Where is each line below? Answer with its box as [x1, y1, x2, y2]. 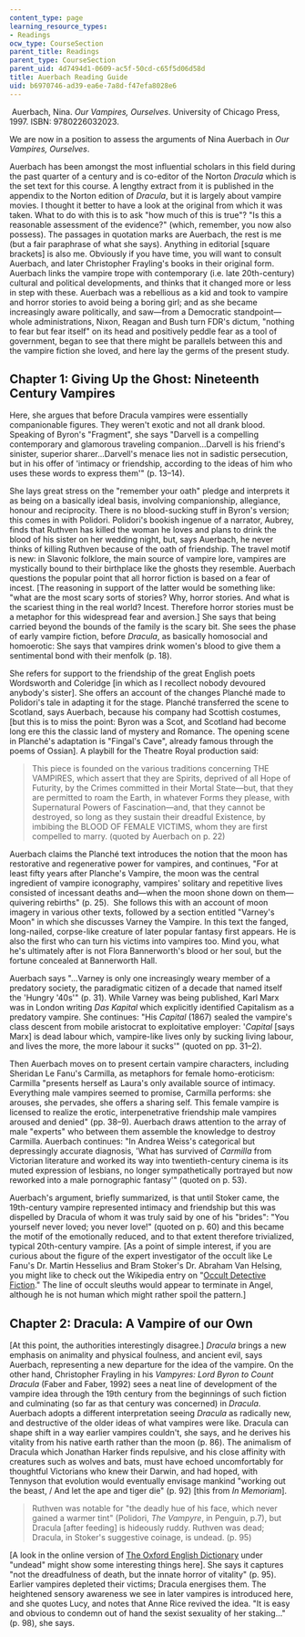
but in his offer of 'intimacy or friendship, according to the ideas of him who [9, 458, 293, 470]
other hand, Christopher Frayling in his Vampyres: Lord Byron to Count [9, 1369, 274, 1380]
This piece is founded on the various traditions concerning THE [31, 763, 270, 774]
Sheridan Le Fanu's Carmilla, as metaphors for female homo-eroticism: [9, 1068, 275, 1079]
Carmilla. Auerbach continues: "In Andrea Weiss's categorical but [9, 1136, 256, 1147]
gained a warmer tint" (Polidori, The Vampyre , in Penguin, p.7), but [31, 1513, 282, 1524]
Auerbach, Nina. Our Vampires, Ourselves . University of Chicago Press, [11, 106, 280, 117]
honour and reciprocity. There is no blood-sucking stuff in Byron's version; [9, 505, 290, 516]
